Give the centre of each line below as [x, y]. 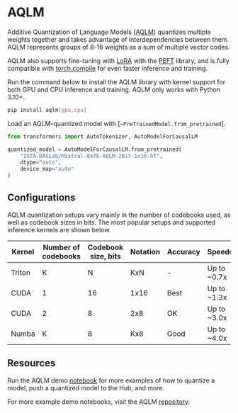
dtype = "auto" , [41, 163]
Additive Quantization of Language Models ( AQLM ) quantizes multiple [109, 32]
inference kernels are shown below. [59, 230]
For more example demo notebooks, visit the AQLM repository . [99, 402]
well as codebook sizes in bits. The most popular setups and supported [112, 222]
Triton [21, 272]
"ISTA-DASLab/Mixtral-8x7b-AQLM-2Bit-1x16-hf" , [91, 156]
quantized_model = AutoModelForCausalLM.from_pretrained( [95, 149]
